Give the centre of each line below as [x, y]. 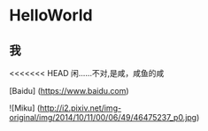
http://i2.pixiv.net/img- [81, 108]
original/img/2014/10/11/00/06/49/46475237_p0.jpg [103, 117]
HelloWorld [51, 15]
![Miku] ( [25, 108]
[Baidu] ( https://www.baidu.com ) [69, 91]
